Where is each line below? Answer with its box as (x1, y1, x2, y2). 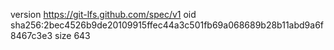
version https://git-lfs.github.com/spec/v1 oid (10, 9, 197, 20)
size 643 (54, 30, 91, 41)
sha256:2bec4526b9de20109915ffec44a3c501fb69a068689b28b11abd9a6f (10, 19, 325, 31)
